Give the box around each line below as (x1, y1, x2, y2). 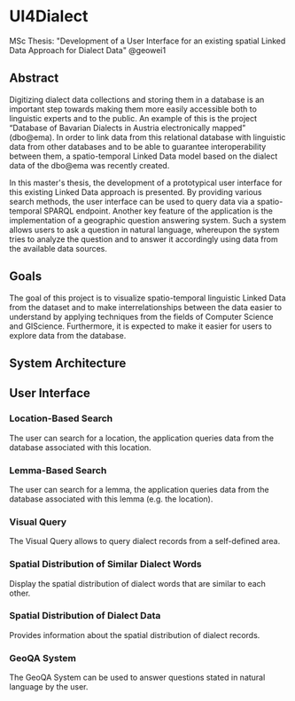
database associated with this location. (9, 441, 152, 453)
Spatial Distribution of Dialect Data (9, 610, 161, 622)
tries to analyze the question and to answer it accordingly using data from (9, 233, 278, 245)
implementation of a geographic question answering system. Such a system (9, 214, 286, 225)
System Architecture (9, 355, 127, 370)
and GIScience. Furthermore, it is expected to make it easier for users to (9, 321, 272, 331)
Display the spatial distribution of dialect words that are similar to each (9, 578, 266, 588)
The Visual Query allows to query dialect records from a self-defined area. (9, 536, 281, 547)
